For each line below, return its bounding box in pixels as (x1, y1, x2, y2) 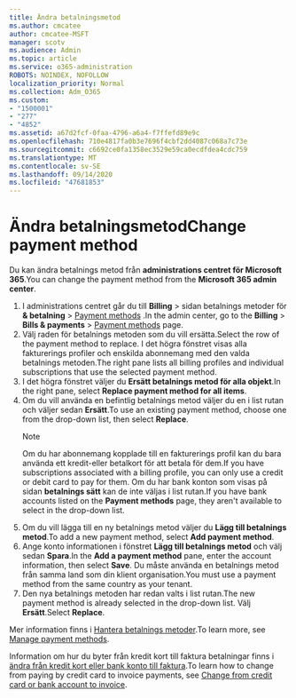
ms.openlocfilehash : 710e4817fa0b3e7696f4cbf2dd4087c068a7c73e (9, 137, 248, 146)
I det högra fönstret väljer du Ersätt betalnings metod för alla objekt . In (21, 377, 281, 387)
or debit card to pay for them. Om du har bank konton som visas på (21, 477, 268, 488)
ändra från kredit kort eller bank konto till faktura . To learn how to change (9, 661, 275, 671)
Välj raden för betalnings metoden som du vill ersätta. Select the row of (21, 329, 280, 340)
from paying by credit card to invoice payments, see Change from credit (9, 670, 273, 680)
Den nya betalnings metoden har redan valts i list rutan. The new (21, 588, 255, 599)
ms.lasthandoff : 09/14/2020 (9, 170, 113, 178)
